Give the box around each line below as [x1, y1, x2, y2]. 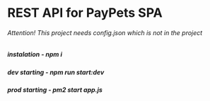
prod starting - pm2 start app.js [7, 86, 103, 94]
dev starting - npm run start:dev [7, 68, 105, 76]
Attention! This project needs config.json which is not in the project [7, 28, 203, 36]
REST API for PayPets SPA [7, 5, 163, 21]
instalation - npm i [7, 50, 62, 59]
